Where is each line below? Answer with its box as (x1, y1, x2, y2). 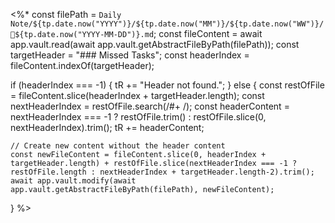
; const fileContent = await (153, 28, 263, 39)
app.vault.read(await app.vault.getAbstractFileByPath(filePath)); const (10, 39, 300, 50)
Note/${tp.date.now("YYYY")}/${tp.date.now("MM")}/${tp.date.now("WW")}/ (10, 19, 325, 29)
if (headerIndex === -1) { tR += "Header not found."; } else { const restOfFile (10, 79, 325, 91)
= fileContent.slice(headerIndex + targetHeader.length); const (10, 90, 265, 101)
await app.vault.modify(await (10, 176, 137, 186)
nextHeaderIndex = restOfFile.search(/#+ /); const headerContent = (10, 100, 290, 112)
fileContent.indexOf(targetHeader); (10, 60, 155, 71)
